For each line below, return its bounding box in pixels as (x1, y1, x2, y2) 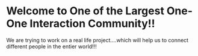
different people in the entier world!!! (6, 43, 97, 50)
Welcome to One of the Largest (6, 4, 164, 18)
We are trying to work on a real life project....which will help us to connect (6, 36, 188, 43)
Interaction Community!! (29, 17, 155, 30)
